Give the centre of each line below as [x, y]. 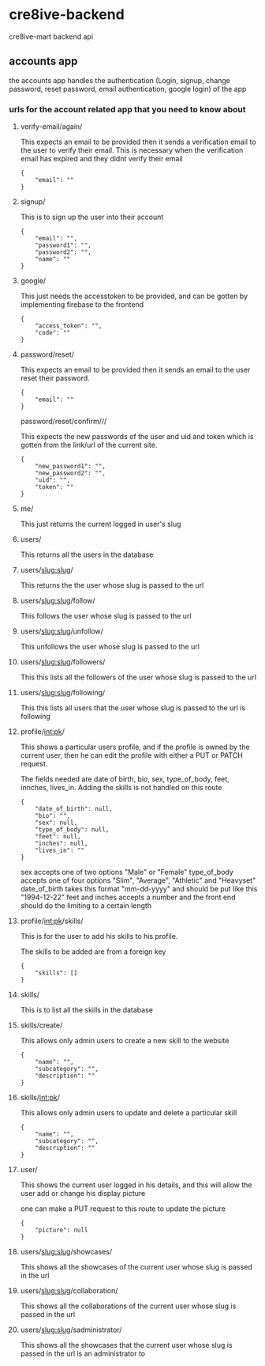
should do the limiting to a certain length [86, 906]
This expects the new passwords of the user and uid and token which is [137, 437]
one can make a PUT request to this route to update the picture [123, 1209]
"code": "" [53, 333]
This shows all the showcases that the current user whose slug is [126, 1345]
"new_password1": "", [70, 467]
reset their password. [55, 378]
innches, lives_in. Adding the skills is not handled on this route [121, 788]
